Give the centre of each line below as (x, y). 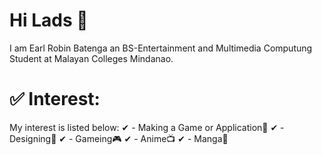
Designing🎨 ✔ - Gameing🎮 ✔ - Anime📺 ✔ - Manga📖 (119, 138)
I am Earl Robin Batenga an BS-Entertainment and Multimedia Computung (161, 48)
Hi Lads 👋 (49, 20)
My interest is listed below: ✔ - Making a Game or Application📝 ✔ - (147, 127)
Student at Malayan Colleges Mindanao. (91, 58)
